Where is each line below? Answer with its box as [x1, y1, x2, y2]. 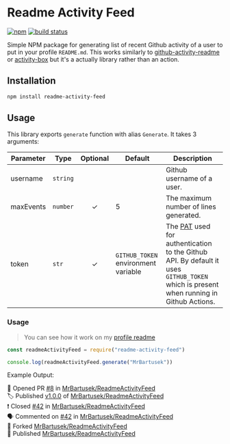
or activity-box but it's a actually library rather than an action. [7, 55, 180, 63]
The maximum [165, 194, 212, 203]
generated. [165, 211, 201, 220]
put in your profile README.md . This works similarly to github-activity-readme [7, 48, 220, 56]
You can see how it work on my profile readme [23, 333, 155, 341]
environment [115, 259, 156, 268]
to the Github [165, 248, 207, 257]
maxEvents [10, 202, 47, 211]
